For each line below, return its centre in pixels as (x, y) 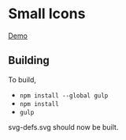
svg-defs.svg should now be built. (63, 127)
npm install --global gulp (64, 96)
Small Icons (47, 14)
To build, (22, 79)
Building (29, 61)
